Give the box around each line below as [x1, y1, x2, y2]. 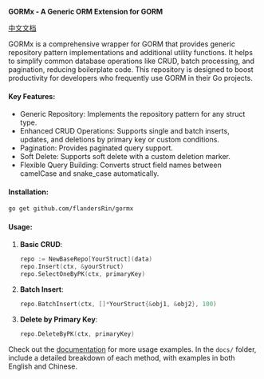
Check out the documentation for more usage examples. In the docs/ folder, [8, 344, 257, 354]
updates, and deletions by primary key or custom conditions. [19, 135, 219, 145]
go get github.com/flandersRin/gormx [8, 205, 134, 213]
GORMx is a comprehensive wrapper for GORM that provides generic [8, 39, 236, 49]
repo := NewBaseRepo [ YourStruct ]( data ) [19, 255, 153, 263]
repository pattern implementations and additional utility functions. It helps [8, 48, 254, 57]
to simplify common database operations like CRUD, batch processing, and [8, 56, 255, 66]
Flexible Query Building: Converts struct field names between [19, 160, 222, 170]
